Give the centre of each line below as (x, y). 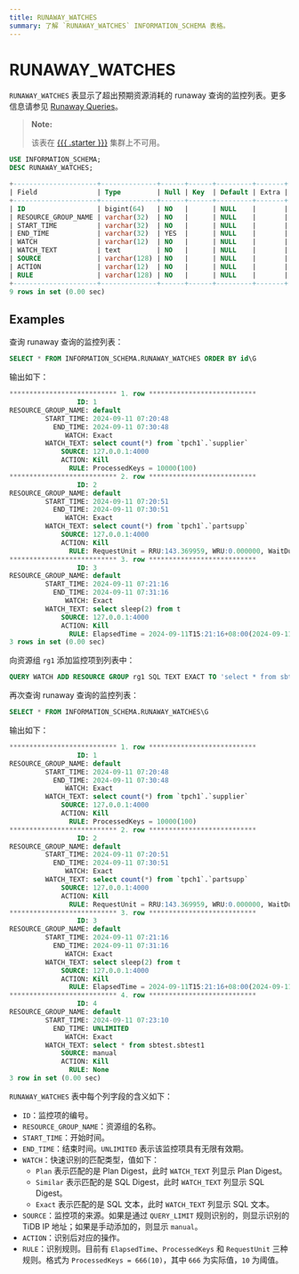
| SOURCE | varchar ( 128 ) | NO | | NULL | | (149, 259)
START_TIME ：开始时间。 (65, 1137)
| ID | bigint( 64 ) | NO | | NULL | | (149, 209)
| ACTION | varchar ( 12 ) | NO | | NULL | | (149, 267)
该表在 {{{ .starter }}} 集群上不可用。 (97, 142)
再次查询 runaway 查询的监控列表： (74, 695)
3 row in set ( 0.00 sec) (55, 1078)
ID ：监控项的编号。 (57, 1115)
